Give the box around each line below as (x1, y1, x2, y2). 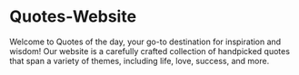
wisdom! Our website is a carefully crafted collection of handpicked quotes (9, 45, 291, 56)
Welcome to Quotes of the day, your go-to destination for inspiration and (9, 36, 282, 47)
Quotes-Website (9, 6, 137, 27)
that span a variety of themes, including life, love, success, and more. (9, 55, 270, 66)
